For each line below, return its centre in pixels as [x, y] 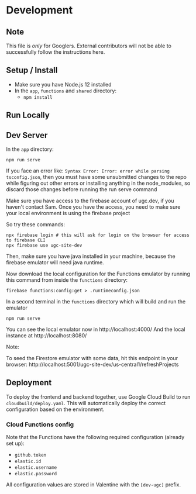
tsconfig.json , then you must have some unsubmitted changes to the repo [97, 177]
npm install [38, 97]
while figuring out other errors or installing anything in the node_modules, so [98, 183]
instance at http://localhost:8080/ [47, 336]
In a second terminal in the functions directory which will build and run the [96, 302]
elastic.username [36, 468]
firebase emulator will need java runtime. [55, 262]
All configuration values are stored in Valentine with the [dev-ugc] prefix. [94, 485]
